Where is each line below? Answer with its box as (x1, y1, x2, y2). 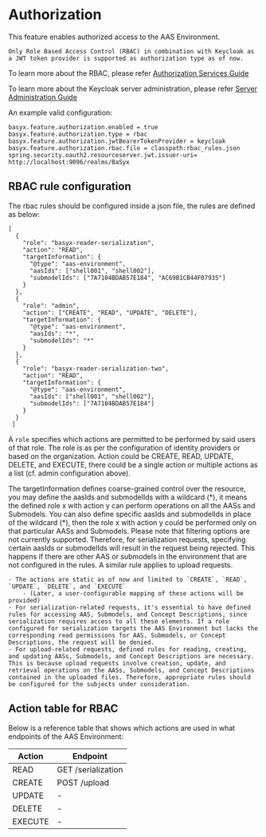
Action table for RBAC (8, 702, 119, 716)
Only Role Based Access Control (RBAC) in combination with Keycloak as (8, 47, 255, 55)
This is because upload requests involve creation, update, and (8, 659, 226, 667)
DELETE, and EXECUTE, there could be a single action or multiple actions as (8, 460, 258, 469)
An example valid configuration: (8, 108, 113, 117)
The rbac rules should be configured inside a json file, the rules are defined (8, 201, 256, 211)
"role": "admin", (22, 302, 80, 310)
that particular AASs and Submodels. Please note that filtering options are (8, 526, 251, 535)
